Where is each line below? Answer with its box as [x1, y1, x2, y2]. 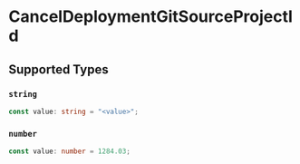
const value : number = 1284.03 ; [8, 147, 131, 156]
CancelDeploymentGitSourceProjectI [8, 6, 294, 27]
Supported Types [8, 62, 110, 77]
